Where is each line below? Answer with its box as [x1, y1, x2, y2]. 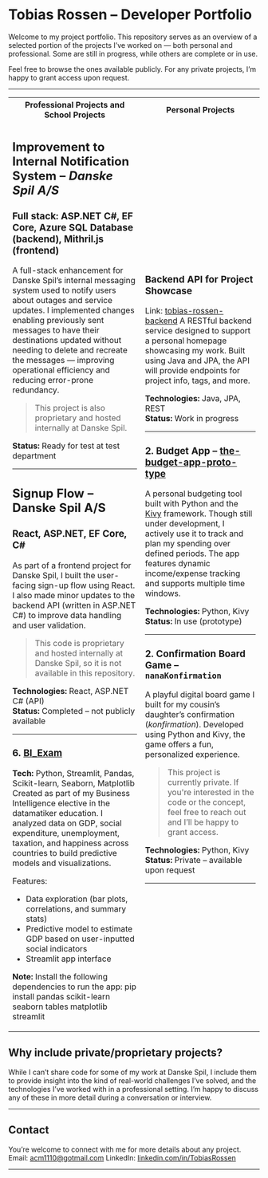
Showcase [144, 285, 193, 297]
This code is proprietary [34, 637, 125, 648]
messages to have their [12, 325, 100, 336]
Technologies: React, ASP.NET [12, 685, 129, 696]
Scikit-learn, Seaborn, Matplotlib [12, 778, 136, 789]
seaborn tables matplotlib [12, 1001, 108, 1012]
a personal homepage [144, 335, 227, 346]
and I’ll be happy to [167, 817, 239, 828]
